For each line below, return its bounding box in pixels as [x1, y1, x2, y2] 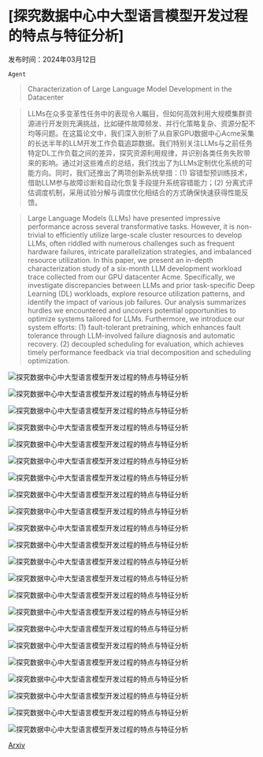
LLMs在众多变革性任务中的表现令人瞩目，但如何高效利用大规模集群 [27, 108, 246, 118]
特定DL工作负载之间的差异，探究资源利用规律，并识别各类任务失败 [27, 148, 244, 158]
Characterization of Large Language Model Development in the [27, 84, 232, 93]
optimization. [27, 356, 70, 365]
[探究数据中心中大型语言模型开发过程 [8, 7, 248, 25]
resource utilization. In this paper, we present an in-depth [27, 255, 214, 264]
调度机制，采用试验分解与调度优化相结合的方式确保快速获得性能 [34, 187, 242, 197]
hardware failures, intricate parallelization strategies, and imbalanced [27, 246, 252, 257]
